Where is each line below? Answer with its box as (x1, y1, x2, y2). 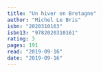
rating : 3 (7, 36, 36, 43)
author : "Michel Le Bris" (7, 16, 81, 23)
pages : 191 (7, 42, 38, 49)
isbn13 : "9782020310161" (7, 29, 78, 36)
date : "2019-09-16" (7, 55, 63, 62)
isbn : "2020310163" (7, 23, 63, 29)
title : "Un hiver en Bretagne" (7, 10, 97, 17)
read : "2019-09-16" (7, 49, 63, 56)
